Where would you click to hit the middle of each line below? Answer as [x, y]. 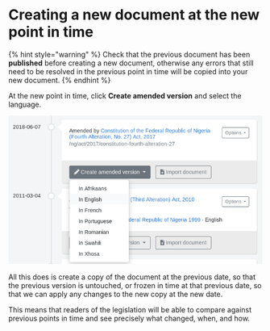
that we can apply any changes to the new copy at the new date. [116, 294]
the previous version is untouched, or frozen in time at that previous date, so [135, 285]
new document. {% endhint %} [60, 80]
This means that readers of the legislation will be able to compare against [130, 309]
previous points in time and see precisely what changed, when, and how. [129, 318]
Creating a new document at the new [134, 15]
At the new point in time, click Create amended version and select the [125, 95]
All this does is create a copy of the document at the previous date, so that [132, 277]
